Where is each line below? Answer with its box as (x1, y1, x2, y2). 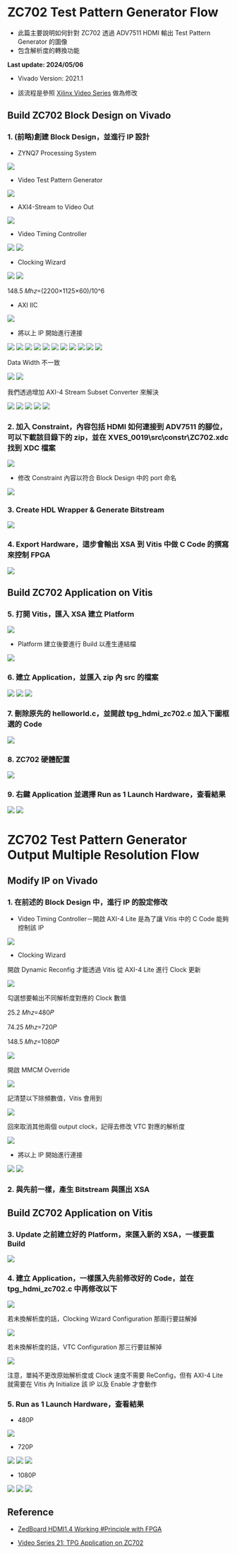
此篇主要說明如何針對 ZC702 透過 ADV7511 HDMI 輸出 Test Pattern (17, 28, 211, 37)
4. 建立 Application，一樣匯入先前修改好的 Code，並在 (7, 1273, 194, 1283)
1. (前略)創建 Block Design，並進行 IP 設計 (7, 132, 150, 142)
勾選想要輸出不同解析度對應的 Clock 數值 (7, 994, 127, 1003)
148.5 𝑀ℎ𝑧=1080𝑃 (7, 1037, 60, 1046)
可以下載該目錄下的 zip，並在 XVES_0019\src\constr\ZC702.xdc (7, 432, 229, 442)
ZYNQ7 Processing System (17, 148, 97, 157)
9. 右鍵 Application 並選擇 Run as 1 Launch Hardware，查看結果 (7, 790, 226, 800)
